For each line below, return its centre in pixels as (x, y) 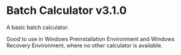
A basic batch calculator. (38, 27)
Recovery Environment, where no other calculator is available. (84, 45)
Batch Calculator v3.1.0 (67, 11)
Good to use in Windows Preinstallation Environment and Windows (90, 39)
